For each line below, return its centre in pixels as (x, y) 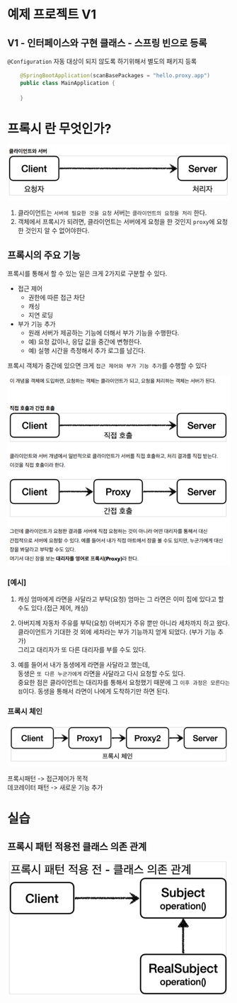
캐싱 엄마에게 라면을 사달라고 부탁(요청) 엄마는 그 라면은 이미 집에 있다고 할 (121, 599)
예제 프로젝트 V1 (52, 15)
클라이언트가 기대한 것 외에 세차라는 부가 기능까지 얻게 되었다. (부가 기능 (117, 632)
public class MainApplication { (68, 83)
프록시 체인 (25, 712)
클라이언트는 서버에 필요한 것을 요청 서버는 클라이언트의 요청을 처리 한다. (112, 213)
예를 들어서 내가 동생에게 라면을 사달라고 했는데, (83, 665)
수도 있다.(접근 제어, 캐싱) (53, 608)
